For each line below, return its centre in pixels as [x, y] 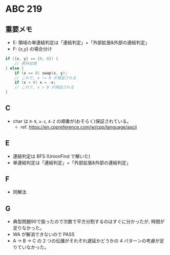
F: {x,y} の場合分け [32, 49]
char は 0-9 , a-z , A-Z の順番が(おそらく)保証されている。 [72, 121]
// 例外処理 [26, 63]
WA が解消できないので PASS [44, 234]
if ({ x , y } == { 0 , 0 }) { [32, 59]
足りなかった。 [28, 228]
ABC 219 [24, 9]
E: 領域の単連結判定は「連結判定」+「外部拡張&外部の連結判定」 [81, 42]
